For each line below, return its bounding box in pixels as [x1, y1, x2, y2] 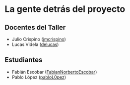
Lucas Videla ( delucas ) [11, 42, 59, 47]
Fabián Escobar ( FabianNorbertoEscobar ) [11, 69, 97, 75]
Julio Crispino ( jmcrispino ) [11, 36, 66, 42]
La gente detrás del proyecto [4, 3, 126, 15]
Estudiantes [4, 56, 43, 64]
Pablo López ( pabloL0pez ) [11, 74, 66, 80]
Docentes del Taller [4, 23, 66, 32]
